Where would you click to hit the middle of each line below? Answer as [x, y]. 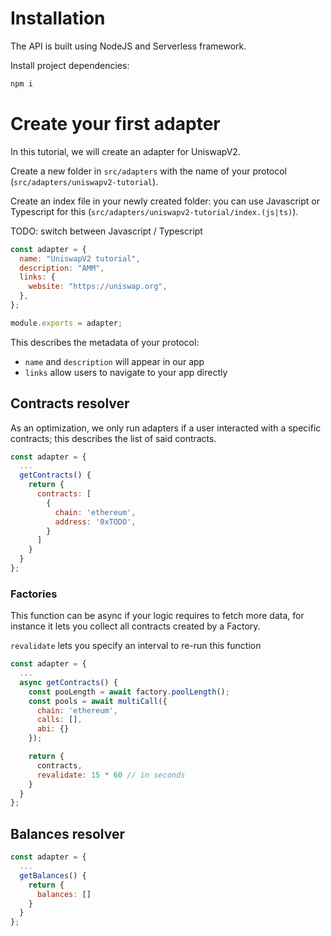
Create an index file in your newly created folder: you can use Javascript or [165, 201]
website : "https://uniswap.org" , [98, 287]
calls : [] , [59, 720]
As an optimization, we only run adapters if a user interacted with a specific [166, 428]
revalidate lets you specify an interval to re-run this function [136, 646]
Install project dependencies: [70, 65]
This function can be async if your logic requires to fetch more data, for [157, 616]
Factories [34, 594]
